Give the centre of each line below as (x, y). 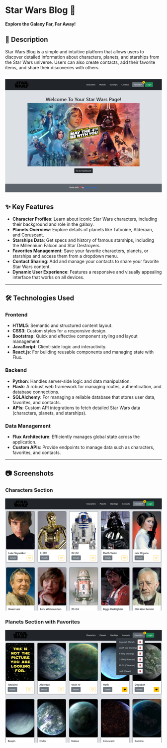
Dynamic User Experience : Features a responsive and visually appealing (87, 272)
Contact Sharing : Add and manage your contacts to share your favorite (85, 261)
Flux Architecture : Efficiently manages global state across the (76, 437)
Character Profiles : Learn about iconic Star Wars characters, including (85, 219)
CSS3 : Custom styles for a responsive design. (59, 331)
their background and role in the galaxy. (53, 224)
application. (24, 442)
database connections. (36, 392)
